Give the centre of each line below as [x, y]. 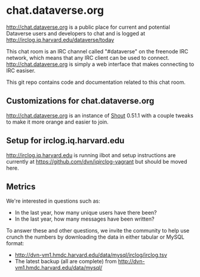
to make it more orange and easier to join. [57, 122]
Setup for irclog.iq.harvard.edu [65, 141]
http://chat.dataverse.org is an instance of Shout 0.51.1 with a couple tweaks [100, 115]
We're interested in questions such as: [53, 201]
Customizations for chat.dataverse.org [80, 101]
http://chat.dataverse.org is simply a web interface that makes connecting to [100, 64]
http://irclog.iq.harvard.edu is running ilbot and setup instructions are [91, 155]
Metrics [21, 186]
